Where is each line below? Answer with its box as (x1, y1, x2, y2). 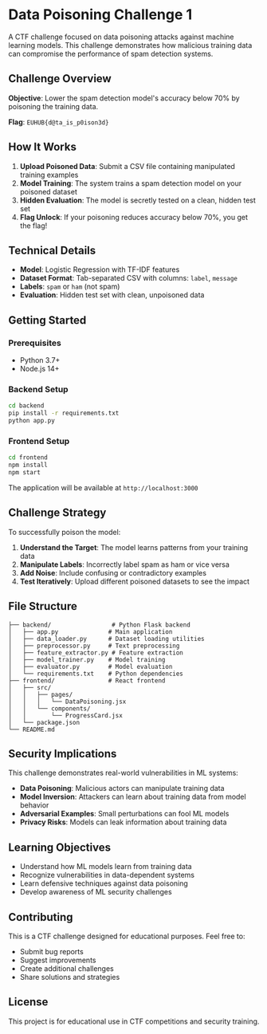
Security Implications (8, 747, 117, 761)
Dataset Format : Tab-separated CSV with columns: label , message (19, 273, 238, 283)
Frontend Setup (8, 435, 70, 446)
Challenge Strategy (8, 506, 107, 520)
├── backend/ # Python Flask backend (8, 620, 191, 629)
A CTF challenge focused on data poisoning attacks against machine (8, 32, 234, 41)
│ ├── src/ (8, 683, 52, 691)
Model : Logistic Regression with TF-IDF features (19, 265, 180, 274)
